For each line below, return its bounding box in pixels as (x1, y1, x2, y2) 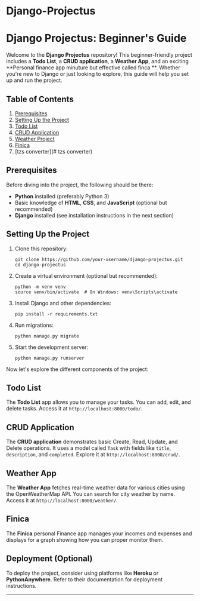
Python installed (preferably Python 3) (14, 192, 110, 200)
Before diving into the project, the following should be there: (6, 181, 154, 188)
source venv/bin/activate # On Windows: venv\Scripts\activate (14, 289, 178, 295)
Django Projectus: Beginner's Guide (6, 32, 187, 45)
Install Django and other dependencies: (14, 299, 111, 306)
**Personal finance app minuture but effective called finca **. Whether (6, 64, 180, 71)
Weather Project (14, 135, 55, 142)
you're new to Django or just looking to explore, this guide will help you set (6, 70, 189, 78)
